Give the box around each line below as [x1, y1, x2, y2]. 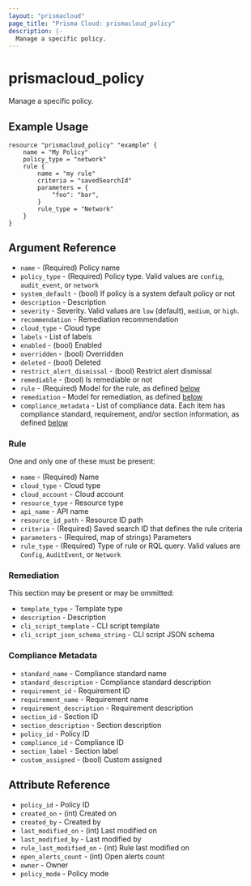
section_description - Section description [19, 720, 162, 730]
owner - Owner [19, 860, 69, 870]
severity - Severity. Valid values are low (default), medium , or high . [19, 306, 240, 315]
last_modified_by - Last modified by [19, 834, 142, 844]
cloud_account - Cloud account [19, 490, 124, 499]
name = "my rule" [37, 169, 96, 178]
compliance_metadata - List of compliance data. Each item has [19, 400, 226, 410]
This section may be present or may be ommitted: [8, 589, 174, 598]
